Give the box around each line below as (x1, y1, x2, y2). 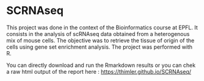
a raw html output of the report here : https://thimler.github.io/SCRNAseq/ (6, 68, 191, 75)
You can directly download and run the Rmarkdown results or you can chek (6, 62, 196, 69)
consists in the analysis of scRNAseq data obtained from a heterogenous (6, 30, 190, 37)
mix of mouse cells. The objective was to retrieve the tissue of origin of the (6, 37, 195, 44)
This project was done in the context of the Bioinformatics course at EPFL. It (6, 24, 199, 31)
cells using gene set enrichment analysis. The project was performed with (6, 43, 193, 51)
